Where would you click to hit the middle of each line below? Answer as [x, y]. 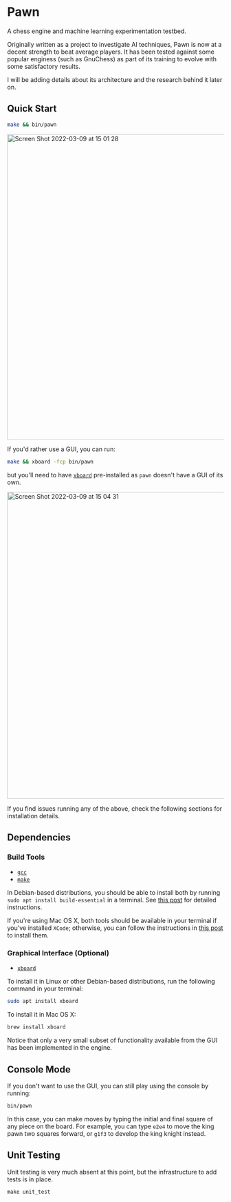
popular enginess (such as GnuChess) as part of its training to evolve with [112, 59]
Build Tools [26, 857]
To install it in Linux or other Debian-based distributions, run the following [111, 982]
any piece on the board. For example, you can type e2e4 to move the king [111, 1126]
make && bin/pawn [32, 125]
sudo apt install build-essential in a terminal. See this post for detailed [112, 900]
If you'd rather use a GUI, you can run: [61, 449]
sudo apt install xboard [43, 1002]
